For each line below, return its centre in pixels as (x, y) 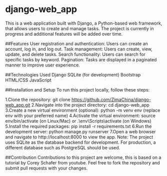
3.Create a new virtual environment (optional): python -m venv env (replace (83, 110)
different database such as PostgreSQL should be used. (63, 147)
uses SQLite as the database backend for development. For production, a (80, 142)
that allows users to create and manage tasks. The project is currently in (79, 28)
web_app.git (18, 105)
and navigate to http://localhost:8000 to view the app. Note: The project (79, 137)
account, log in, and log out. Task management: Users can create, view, (79, 49)
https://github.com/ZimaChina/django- (111, 100)
